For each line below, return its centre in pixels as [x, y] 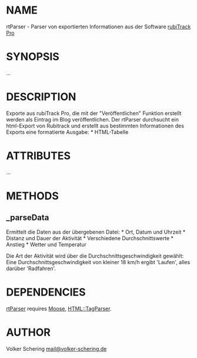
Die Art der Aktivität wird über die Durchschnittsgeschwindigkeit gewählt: [95, 256]
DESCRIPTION [41, 97]
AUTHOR [29, 332]
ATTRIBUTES [39, 156]
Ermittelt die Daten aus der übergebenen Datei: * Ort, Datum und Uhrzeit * [96, 232]
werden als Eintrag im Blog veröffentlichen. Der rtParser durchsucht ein [93, 119]
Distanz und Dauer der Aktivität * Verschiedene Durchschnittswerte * [90, 238]
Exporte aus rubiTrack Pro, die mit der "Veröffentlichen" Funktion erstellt [94, 113]
